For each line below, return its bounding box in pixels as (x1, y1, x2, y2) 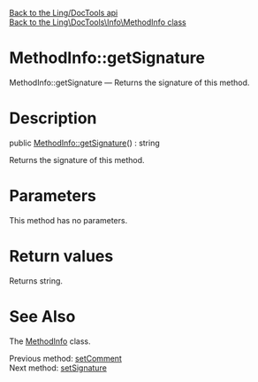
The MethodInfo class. (9, 336, 91, 347)
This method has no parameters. (9, 214, 128, 225)
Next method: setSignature (9, 363, 108, 373)
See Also (9, 306, 76, 326)
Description (9, 108, 97, 129)
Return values (9, 246, 114, 266)
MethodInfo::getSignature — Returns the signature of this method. (9, 77, 250, 88)
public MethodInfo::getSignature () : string (9, 137, 161, 148)
